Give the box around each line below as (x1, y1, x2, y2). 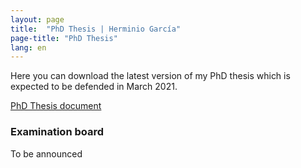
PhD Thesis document (10, 100, 102, 112)
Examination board (10, 125, 105, 139)
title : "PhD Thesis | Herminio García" (10, 24, 182, 34)
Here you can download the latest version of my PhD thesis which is (10, 70, 291, 82)
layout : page (10, 14, 65, 25)
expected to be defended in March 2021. (10, 81, 178, 93)
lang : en (10, 42, 47, 53)
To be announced (10, 147, 83, 160)
